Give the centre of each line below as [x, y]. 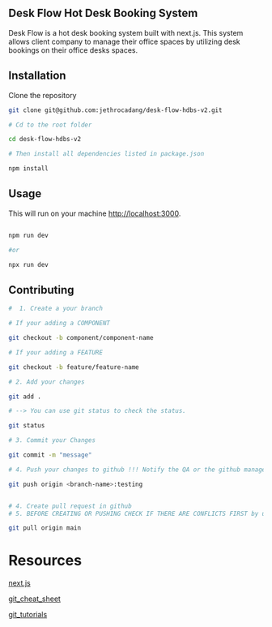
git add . [25, 397]
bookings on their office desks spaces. [73, 50]
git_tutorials [28, 615]
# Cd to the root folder [50, 125]
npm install [28, 169]
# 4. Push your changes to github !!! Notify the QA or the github [125, 470]
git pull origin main [45, 528]
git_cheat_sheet [34, 599]
